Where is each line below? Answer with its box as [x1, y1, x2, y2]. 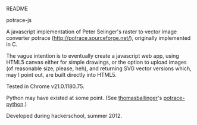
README [6, 5, 29, 12]
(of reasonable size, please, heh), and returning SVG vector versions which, [6, 65, 192, 72]
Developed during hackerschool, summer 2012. [6, 112, 123, 119]
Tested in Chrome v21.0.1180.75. [6, 83, 85, 90]
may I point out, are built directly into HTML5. [6, 71, 117, 78]
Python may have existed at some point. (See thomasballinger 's [6, 95, 162, 101]
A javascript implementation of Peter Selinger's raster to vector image [6, 28, 177, 35]
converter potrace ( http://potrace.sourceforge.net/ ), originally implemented [6, 35, 191, 41]
